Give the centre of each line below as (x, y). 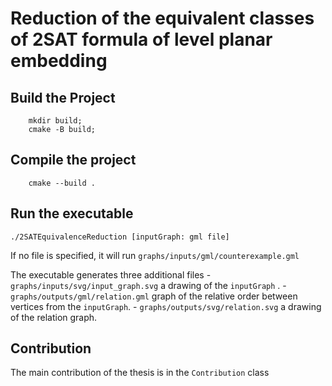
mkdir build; (55, 121)
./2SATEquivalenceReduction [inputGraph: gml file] (120, 237)
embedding (59, 61)
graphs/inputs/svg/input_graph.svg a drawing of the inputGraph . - (148, 285)
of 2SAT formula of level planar (141, 39)
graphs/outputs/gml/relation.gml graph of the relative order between (154, 296)
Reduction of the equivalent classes (162, 18)
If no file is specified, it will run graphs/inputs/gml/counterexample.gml (155, 255)
